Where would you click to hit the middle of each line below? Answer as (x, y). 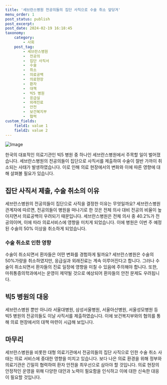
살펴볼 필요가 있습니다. (32, 174)
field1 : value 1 (31, 126)
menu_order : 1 (20, 14)
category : (24, 38)
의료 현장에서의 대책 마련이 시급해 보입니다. (52, 322)
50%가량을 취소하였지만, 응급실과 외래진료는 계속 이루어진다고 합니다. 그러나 (80, 261)
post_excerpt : (20, 24)
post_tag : (24, 47)
